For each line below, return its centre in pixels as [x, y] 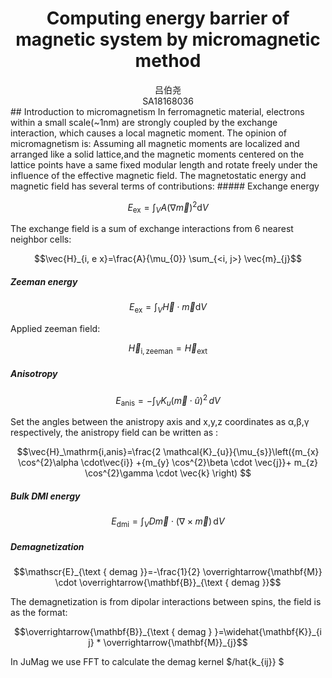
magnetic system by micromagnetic [168, 39]
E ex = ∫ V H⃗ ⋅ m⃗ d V [168, 308]
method [168, 61]
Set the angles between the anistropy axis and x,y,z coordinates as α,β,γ [160, 422]
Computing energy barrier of [168, 18]
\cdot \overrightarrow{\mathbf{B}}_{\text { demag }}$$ [168, 583]
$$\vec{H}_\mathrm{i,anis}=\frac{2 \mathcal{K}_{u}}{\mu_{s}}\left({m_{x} [168, 452]
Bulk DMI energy [45, 496]
